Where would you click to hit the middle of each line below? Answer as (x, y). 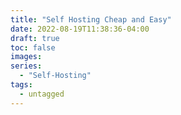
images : (26, 57)
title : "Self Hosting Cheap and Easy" (91, 19)
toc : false (33, 47)
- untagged (42, 94)
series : (26, 66)
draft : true (35, 38)
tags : (21, 85)
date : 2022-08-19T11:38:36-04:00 (80, 29)
